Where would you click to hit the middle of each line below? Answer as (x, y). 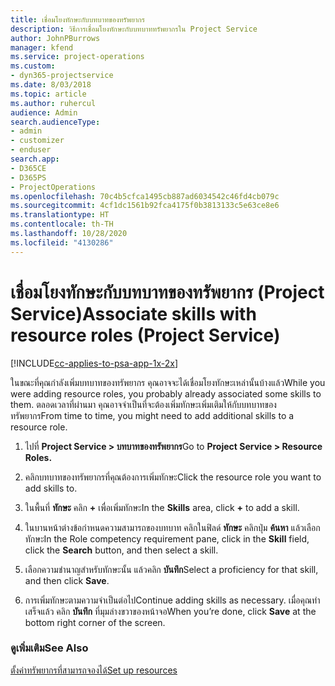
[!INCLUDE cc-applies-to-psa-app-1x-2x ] (94, 363)
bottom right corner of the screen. (95, 622)
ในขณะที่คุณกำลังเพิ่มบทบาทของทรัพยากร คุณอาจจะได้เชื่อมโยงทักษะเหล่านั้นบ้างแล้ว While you (168, 382)
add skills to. (51, 488)
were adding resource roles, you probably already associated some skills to (166, 393)
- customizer (37, 141)
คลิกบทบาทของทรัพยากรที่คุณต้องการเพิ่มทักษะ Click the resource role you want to (173, 477)
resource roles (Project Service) (145, 335)
